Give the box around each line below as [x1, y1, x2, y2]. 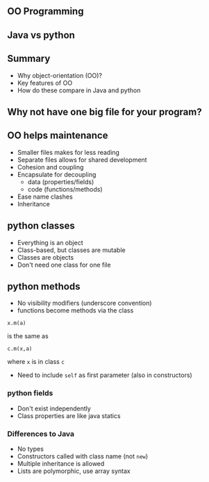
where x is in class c [7, 358, 65, 366]
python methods [7, 281, 81, 292]
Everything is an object [17, 238, 83, 247]
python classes [7, 220, 75, 232]
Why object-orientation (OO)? [17, 71, 103, 79]
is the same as [7, 332, 49, 340]
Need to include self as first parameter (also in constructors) [17, 371, 192, 379]
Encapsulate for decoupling [17, 170, 97, 178]
